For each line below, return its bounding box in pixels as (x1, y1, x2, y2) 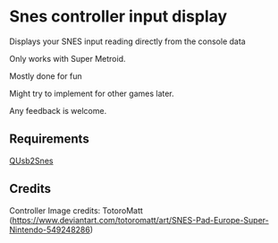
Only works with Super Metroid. (9, 53, 127, 64)
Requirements (9, 132, 89, 147)
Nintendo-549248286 (9, 224, 91, 235)
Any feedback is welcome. (9, 105, 107, 116)
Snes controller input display (9, 6, 228, 27)
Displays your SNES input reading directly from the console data (9, 36, 246, 47)
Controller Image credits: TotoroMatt (9, 204, 143, 216)
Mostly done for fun (9, 70, 82, 82)
